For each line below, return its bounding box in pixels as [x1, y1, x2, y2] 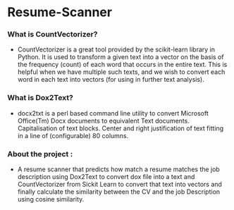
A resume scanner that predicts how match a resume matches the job [17, 165, 220, 173]
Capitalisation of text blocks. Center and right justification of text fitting [17, 124, 224, 132]
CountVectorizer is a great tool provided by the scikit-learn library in [17, 45, 216, 54]
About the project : [7, 149, 73, 159]
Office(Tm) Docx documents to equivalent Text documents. [17, 116, 190, 125]
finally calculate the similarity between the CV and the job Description [17, 187, 221, 196]
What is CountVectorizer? [7, 30, 98, 39]
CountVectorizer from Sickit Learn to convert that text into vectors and [17, 180, 222, 189]
